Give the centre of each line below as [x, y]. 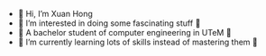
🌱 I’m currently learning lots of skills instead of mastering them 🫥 [138, 42]
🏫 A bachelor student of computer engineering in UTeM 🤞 [124, 32]
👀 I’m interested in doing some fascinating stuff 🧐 [109, 23]
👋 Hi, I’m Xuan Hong [55, 14]
